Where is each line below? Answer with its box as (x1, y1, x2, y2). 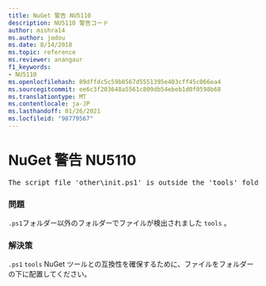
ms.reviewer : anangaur (8, 56, 83, 64)
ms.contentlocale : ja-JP (8, 100, 90, 108)
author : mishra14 (8, 26, 66, 34)
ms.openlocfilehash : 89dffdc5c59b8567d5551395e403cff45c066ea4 (8, 78, 222, 86)
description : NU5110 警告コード (8, 19, 109, 27)
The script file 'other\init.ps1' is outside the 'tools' (8, 177, 238, 187)
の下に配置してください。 (8, 269, 92, 279)
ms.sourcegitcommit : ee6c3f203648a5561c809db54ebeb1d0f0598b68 (8, 85, 222, 93)
